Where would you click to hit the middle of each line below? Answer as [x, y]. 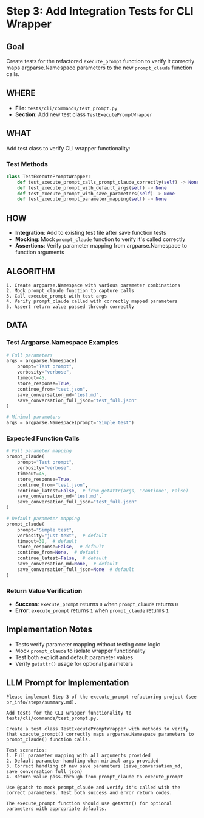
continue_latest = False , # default [62, 558]
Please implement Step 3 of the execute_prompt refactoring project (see [102, 697]
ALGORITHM [31, 271]
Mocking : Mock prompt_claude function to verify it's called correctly [100, 239]
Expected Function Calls [43, 438]
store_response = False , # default [61, 547]
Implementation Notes [49, 630]
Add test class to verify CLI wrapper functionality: [68, 148]
